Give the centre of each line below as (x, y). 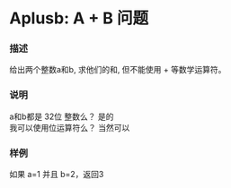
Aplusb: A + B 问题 (79, 18)
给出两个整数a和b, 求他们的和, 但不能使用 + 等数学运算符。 (118, 70)
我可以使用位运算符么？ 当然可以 (70, 127)
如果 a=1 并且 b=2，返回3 (57, 175)
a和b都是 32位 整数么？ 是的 (62, 116)
